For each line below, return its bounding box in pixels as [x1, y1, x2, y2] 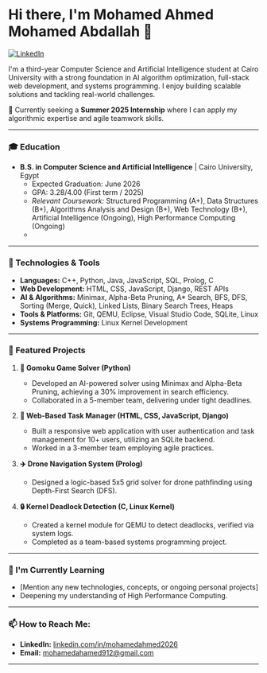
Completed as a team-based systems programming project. [31, 537, 228, 547]
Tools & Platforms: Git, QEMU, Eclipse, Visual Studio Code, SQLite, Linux [19, 309, 259, 319]
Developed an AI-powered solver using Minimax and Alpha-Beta [31, 378, 242, 387]
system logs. [31, 528, 74, 538]
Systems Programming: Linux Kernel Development [19, 317, 188, 327]
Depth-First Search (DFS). [31, 485, 118, 495]
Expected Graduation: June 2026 [31, 179, 141, 189]
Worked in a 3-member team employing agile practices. [31, 443, 215, 453]
